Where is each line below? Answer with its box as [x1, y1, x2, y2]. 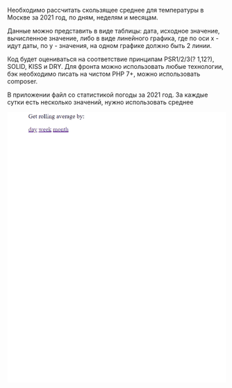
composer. [7, 77, 38, 86]
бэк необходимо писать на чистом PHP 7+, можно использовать [7, 70, 201, 78]
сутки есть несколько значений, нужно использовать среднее [7, 98, 194, 106]
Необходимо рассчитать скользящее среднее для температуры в [7, 6, 204, 14]
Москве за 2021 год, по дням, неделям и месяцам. [7, 13, 158, 22]
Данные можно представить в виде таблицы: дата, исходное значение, [7, 27, 220, 35]
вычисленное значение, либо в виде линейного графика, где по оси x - [7, 34, 219, 42]
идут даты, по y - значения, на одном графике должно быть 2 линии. [7, 42, 212, 49]
